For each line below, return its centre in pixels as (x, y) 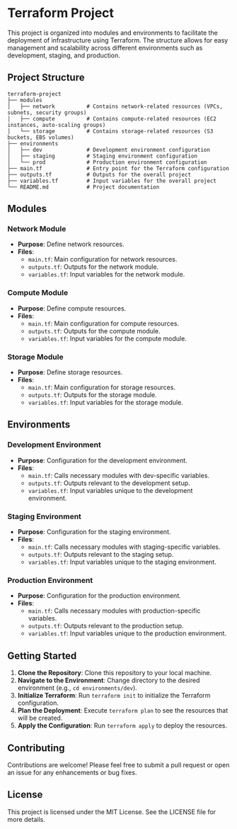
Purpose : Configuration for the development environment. (102, 460)
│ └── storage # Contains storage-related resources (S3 (110, 131)
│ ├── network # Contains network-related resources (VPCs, (115, 106)
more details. (27, 819)
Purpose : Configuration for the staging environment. (94, 532)
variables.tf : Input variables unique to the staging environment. (122, 562)
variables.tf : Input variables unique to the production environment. (127, 633)
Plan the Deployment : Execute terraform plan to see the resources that (123, 711)
